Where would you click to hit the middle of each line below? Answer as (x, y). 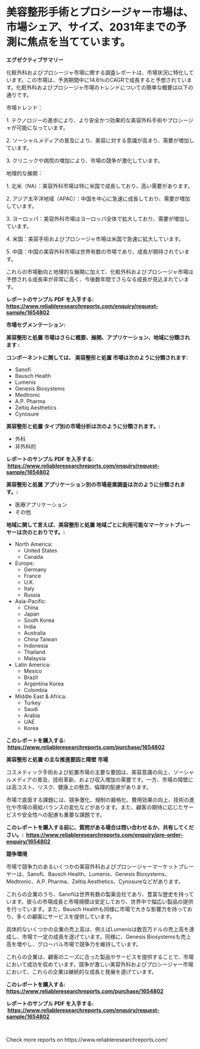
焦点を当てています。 (79, 42)
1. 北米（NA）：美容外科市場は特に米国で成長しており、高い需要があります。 (100, 186)
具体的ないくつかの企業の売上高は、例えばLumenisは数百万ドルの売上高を (98, 929)
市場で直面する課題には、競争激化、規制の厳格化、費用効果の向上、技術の (98, 799)
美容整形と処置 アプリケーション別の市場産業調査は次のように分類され (93, 484)
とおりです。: (49, 532)
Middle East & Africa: (41, 696)
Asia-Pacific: (30, 601)
